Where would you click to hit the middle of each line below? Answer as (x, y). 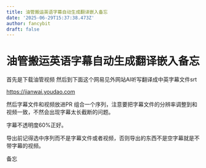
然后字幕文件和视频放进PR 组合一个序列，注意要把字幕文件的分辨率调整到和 (102, 104)
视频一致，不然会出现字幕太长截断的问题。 (60, 112)
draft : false (23, 29)
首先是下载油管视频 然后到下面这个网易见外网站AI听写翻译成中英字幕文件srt (102, 80)
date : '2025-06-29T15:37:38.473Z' (51, 18)
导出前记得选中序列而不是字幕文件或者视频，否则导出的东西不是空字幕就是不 (103, 138)
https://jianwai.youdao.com (41, 92)
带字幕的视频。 (25, 146)
